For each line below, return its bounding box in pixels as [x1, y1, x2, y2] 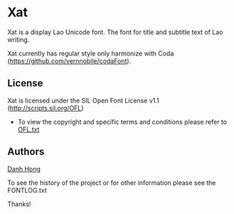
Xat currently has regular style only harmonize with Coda [7, 49, 174, 58]
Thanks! [7, 200, 31, 208]
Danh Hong [7, 164, 41, 173]
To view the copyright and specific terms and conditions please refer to [17, 117, 228, 126]
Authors [7, 146, 45, 158]
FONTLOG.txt [7, 186, 48, 194]
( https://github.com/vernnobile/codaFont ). [7, 56, 132, 65]
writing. [7, 35, 30, 43]
